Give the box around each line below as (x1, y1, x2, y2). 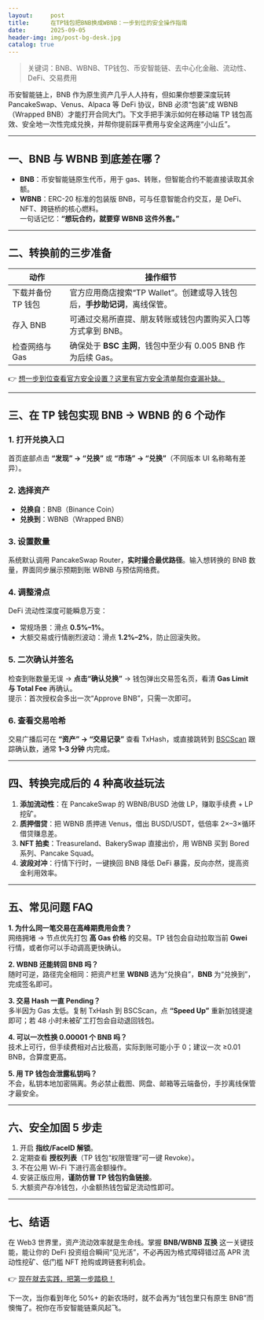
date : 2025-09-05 (8, 26, 86, 34)
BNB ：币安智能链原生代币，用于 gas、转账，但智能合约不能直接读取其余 (19, 174, 255, 183)
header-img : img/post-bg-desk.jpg (8, 33, 122, 42)
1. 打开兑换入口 (8, 434, 65, 446)
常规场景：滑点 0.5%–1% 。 (19, 623, 108, 632)
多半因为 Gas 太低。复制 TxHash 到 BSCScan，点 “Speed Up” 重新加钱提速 (8, 1005, 253, 1015)
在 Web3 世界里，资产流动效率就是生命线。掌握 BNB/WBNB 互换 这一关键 (8, 1237, 247, 1248)
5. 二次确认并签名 (8, 654, 75, 665)
